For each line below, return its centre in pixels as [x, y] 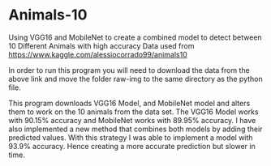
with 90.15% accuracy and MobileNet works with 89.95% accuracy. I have [132, 120]
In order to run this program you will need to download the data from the [129, 70]
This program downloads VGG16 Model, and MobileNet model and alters [129, 103]
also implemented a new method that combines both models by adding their [135, 129]
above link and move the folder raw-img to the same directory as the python [135, 79]
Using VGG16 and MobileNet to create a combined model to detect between [135, 37]
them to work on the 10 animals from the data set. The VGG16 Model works [133, 112]
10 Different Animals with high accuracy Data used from [101, 45]
